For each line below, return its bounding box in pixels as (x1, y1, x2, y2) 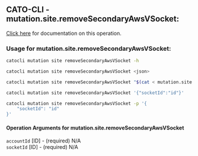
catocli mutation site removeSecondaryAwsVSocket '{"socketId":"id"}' (6, 90, 184, 96)
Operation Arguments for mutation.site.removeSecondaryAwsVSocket (6, 124, 184, 131)
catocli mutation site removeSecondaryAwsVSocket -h (6, 58, 139, 64)
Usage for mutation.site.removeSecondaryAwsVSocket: (6, 44, 171, 53)
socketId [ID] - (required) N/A (6, 144, 78, 151)
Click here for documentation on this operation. (6, 30, 122, 37)
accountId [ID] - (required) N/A (6, 137, 81, 144)
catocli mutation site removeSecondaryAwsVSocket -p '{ (6, 100, 147, 106)
